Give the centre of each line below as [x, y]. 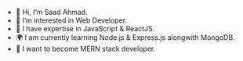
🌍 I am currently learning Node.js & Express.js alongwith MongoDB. [125, 38]
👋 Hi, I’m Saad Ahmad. [51, 12]
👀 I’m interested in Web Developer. [71, 20]
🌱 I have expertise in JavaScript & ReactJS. [85, 29]
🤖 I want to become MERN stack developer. [85, 48]
